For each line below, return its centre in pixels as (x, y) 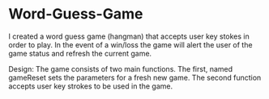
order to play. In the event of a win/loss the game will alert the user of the (130, 44)
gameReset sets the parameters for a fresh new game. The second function (135, 77)
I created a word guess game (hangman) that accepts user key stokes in (129, 36)
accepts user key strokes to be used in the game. (90, 86)
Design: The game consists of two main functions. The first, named (121, 68)
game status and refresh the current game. (80, 53)
